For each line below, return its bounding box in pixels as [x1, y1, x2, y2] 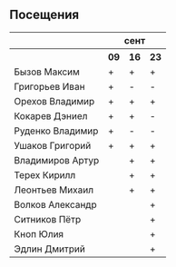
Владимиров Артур [14, 153, 100, 166]
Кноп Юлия [14, 227, 64, 240]
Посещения [9, 7, 80, 23]
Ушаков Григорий [14, 139, 92, 152]
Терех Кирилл [14, 168, 76, 181]
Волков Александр [14, 198, 97, 211]
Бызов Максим [14, 65, 80, 78]
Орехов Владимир [14, 94, 95, 107]
